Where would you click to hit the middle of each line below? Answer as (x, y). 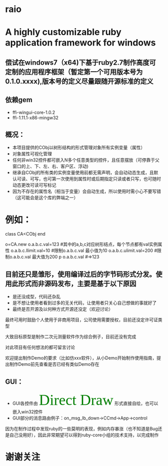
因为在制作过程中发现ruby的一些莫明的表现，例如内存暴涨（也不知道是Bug (82, 428)
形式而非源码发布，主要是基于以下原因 (77, 283)
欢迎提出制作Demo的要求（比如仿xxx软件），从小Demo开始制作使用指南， (81, 358)
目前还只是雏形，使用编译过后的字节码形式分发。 (81, 274)
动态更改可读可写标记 (34, 185)
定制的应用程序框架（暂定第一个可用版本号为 (74, 72)
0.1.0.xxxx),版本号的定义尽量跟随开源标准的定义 (79, 81)
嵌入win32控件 (28, 411)
